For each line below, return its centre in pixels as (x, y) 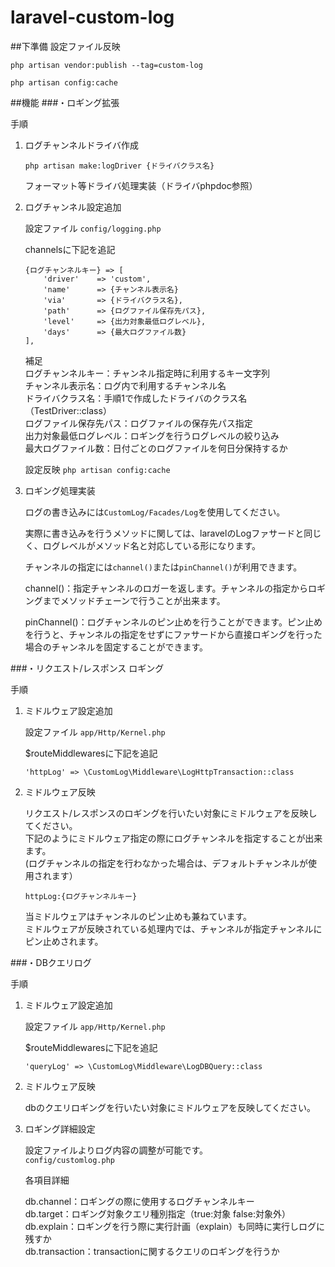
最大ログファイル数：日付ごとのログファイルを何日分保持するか (156, 448)
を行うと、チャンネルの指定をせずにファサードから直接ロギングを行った (173, 634)
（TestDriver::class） (68, 410)
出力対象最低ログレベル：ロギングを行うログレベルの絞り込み (152, 435)
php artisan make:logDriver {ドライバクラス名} (119, 166)
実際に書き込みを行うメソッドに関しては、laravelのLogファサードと (164, 533)
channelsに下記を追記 (70, 249)
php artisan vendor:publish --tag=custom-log (106, 65)
